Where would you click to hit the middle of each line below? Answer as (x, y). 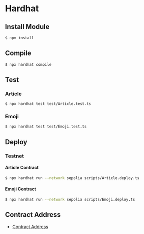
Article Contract (22, 168)
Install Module (28, 27)
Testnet (14, 156)
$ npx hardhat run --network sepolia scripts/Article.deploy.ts (72, 178)
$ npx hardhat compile (28, 64)
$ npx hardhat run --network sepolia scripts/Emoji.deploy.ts (70, 199)
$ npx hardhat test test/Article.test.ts (48, 104)
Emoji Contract (21, 189)
